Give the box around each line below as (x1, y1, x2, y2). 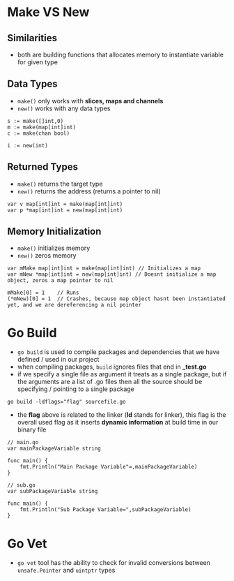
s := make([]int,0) (7, 117, 64, 124)
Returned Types (7, 161, 79, 173)
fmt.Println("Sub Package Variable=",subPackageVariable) (19, 506, 192, 513)
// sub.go (7, 482, 36, 489)
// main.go (7, 439, 39, 446)
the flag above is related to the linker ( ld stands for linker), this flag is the (17, 411, 226, 419)
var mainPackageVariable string (7, 445, 101, 453)
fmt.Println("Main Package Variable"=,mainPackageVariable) (19, 464, 198, 471)
